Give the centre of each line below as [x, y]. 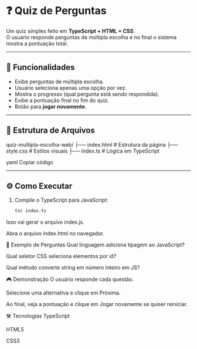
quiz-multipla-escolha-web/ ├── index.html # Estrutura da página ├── [92, 144]
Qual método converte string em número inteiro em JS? [73, 267]
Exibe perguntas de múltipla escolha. [59, 82]
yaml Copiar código [30, 162]
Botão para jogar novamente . [50, 106]
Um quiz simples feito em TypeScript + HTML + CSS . [71, 31]
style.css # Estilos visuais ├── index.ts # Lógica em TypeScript [83, 151]
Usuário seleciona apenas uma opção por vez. [71, 87]
